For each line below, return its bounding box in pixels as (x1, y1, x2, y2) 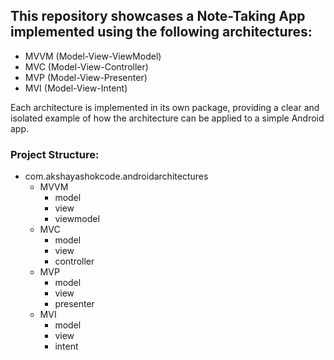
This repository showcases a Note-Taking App (10, 8, 306, 25)
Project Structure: (10, 147, 100, 161)
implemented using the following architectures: (10, 24, 313, 41)
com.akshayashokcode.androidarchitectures (24, 170, 209, 183)
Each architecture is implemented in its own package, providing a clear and (10, 101, 320, 113)
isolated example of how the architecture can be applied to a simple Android (10, 112, 325, 124)
